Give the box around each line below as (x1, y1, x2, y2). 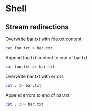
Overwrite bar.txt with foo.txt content (5, 36, 82, 42)
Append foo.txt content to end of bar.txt (5, 54, 88, 60)
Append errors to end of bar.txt (5, 92, 70, 98)
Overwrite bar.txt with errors (5, 73, 64, 79)
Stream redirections (5, 23, 69, 31)
